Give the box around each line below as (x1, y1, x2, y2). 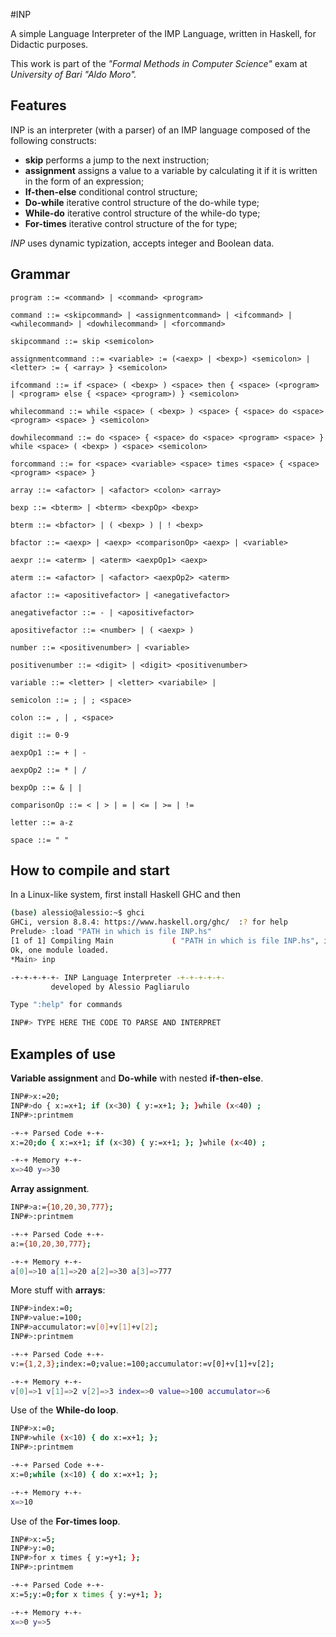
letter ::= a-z (10, 817, 74, 828)
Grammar (10, 266, 71, 283)
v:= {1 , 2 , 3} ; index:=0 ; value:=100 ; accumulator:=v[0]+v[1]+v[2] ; (10, 1359, 275, 1369)
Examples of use (10, 1045, 116, 1063)
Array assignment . (10, 1183, 90, 1195)
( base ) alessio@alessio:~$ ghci (10, 908, 145, 918)
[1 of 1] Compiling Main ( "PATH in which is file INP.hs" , (10, 936, 320, 946)
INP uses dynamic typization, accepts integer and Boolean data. (10, 237, 275, 249)
